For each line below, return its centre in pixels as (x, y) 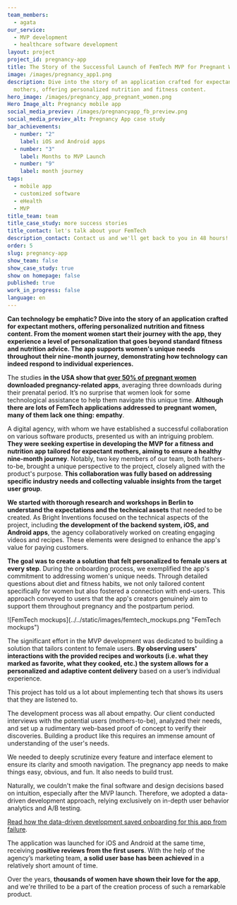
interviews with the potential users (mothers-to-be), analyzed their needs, (115, 721)
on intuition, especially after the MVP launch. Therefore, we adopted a (109, 793)
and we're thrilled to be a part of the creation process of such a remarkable (116, 887)
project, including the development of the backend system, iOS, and (108, 525)
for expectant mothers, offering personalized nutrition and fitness (106, 326)
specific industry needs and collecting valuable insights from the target (115, 481)
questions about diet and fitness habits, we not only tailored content (106, 583)
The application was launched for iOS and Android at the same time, (107, 843)
